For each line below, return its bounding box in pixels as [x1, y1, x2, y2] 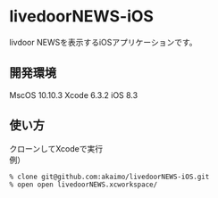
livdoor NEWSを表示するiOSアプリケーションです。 [9, 37, 198, 47]
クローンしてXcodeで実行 [9, 143, 104, 153]
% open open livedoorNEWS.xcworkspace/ [9, 180, 158, 189]
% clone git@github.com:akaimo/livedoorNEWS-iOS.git [9, 172, 210, 181]
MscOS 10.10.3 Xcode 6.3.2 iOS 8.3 [9, 89, 138, 100]
